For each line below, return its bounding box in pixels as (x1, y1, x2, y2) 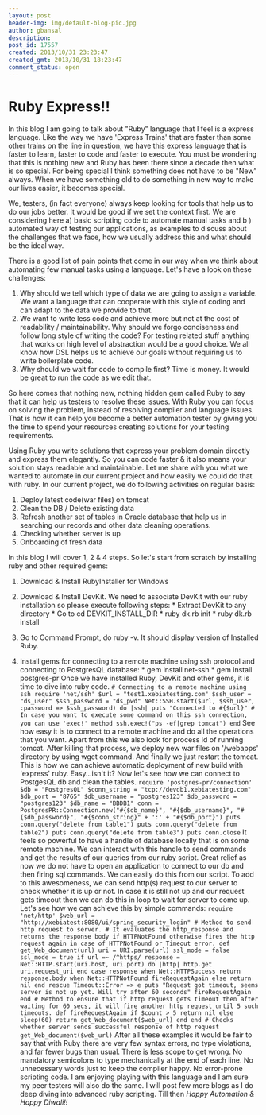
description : (8, 33, 52, 42)
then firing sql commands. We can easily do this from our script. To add (19, 869, 254, 879)
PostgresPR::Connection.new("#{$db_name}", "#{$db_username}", (19, 806, 234, 815)
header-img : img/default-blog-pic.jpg (8, 19, 137, 27)
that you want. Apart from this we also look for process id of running (19, 734, 244, 744)
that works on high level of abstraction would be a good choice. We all (19, 339, 250, 348)
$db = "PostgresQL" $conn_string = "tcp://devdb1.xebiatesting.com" (19, 785, 252, 793)
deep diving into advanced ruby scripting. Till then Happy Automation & (19, 1089, 255, 1098)
